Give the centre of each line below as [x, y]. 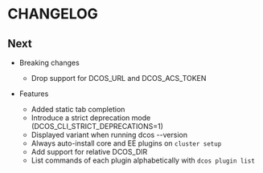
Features [34, 94]
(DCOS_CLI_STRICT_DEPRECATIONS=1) [97, 126]
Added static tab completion [78, 109]
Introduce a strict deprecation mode [91, 118]
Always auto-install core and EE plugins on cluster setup [126, 143]
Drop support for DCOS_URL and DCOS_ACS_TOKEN [119, 78]
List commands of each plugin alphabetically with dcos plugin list [143, 160]
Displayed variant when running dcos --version [109, 135]
